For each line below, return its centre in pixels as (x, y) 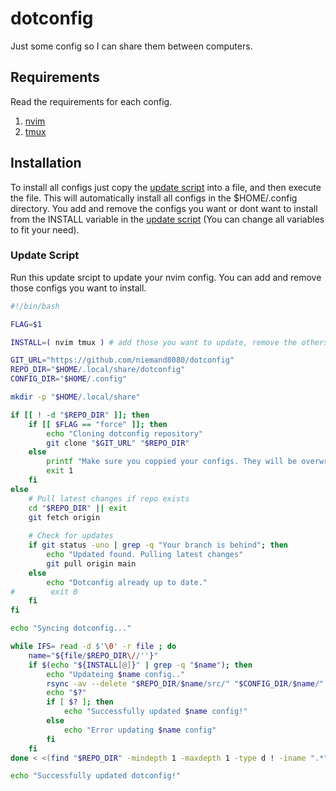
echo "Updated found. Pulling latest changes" (145, 555)
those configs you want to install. (78, 288)
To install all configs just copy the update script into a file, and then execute (166, 187)
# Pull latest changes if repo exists (109, 498)
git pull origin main (91, 563)
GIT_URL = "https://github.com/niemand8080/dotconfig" (122, 360)
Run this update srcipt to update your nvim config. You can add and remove (166, 277)
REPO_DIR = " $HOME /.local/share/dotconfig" (98, 370)
